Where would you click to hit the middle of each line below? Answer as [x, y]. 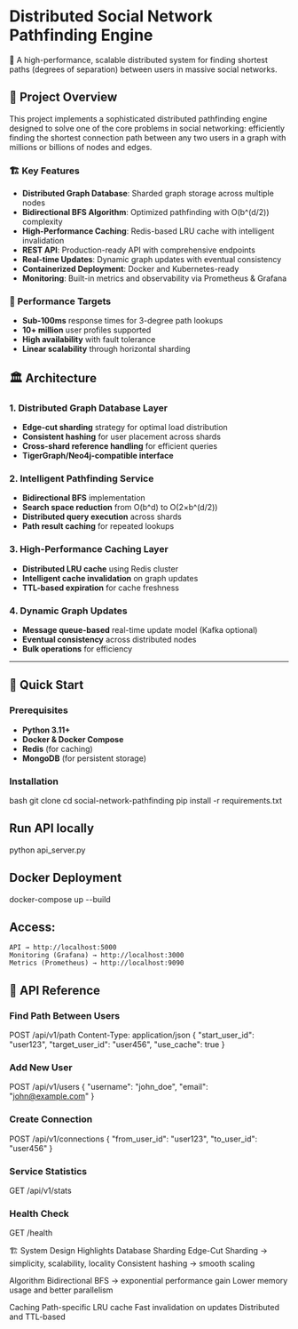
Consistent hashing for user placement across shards [122, 436]
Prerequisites [39, 710]
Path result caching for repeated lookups [98, 526]
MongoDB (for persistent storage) [84, 758]
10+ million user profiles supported [86, 330]
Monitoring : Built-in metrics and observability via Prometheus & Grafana [154, 278]
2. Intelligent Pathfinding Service [82, 478]
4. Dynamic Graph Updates [68, 611]
